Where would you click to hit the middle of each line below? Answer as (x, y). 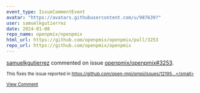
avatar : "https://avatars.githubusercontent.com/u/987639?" (84, 18)
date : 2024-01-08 (28, 29)
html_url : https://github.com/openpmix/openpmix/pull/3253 (82, 40)
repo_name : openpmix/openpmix (45, 34)
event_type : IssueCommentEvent (46, 12)
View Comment (22, 84)
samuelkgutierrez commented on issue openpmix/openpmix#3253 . (90, 63)
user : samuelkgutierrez (36, 23)
